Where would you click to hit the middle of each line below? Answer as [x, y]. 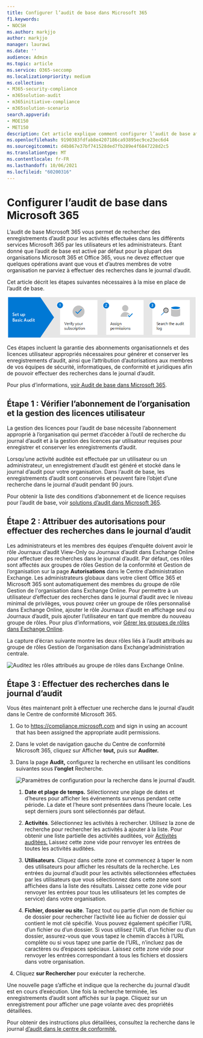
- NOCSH [17, 25]
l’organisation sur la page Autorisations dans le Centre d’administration [95, 571]
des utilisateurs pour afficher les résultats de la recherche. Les [102, 867]
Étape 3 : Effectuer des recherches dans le [88, 684]
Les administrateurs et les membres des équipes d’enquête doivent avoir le [100, 546]
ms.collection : [26, 83]
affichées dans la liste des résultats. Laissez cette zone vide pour [105, 886]
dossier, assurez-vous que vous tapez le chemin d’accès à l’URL [104, 936]
